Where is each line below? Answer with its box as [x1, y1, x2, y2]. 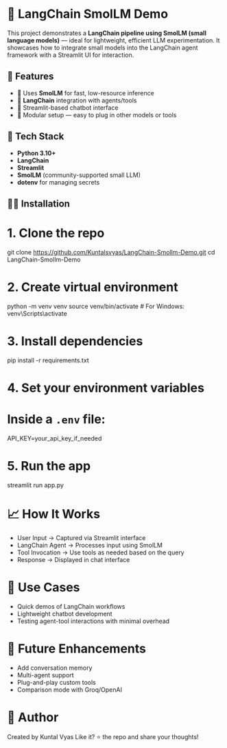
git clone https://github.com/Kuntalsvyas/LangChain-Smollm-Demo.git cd [7, 248, 215, 256]
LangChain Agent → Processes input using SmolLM [16, 541, 163, 549]
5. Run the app [7, 458, 91, 474]
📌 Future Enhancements [7, 641, 146, 656]
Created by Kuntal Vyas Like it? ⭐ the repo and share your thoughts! [7, 732, 199, 740]
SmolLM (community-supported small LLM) [16, 171, 141, 179]
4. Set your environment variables [7, 380, 204, 395]
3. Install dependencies [7, 334, 143, 349]
